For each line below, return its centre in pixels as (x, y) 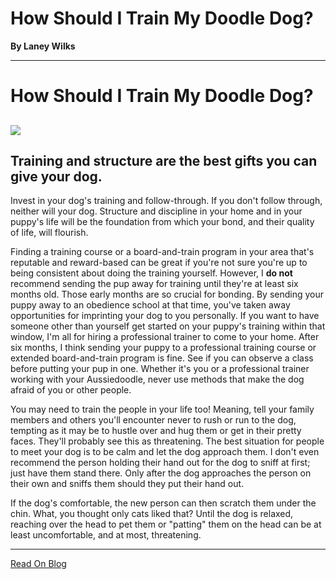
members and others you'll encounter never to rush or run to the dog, (153, 420)
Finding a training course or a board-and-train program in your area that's (162, 252)
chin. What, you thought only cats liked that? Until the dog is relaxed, (152, 514)
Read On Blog (38, 564)
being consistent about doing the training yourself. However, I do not (151, 273)
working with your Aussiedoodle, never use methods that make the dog (157, 379)
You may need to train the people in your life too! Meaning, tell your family (162, 409)
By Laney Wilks (43, 46)
